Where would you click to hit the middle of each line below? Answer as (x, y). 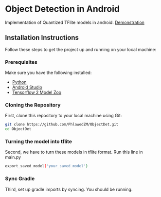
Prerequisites (21, 62)
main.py (13, 157)
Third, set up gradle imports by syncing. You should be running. (69, 189)
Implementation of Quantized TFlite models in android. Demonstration (75, 22)
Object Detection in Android (63, 9)
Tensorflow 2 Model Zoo (37, 92)
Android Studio (27, 87)
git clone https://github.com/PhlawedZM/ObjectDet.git (62, 125)
